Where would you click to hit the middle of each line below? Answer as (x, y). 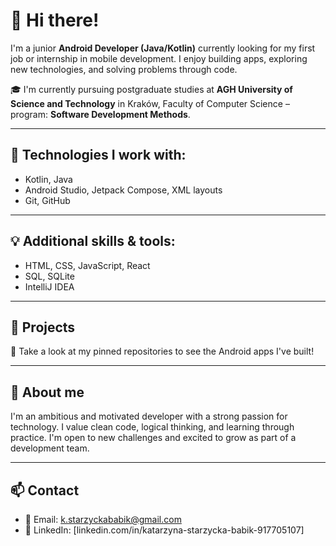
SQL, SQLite (49, 276)
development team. (50, 448)
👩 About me (47, 392)
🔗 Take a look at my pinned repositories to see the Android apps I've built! (162, 351)
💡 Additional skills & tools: (93, 241)
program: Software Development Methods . (100, 114)
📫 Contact (45, 490)
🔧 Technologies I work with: (98, 155)
